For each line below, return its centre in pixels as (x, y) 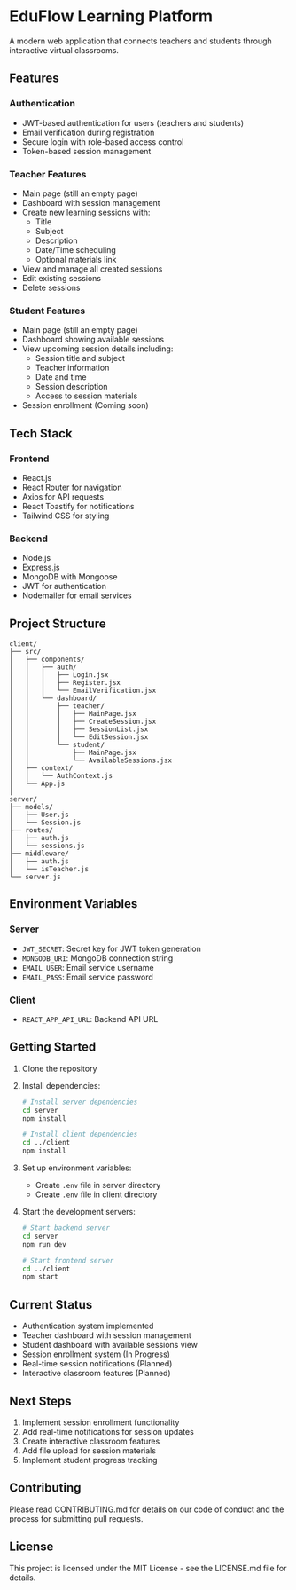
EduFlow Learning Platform (111, 16)
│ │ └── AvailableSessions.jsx (91, 760)
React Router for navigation (72, 487)
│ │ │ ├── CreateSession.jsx (83, 722)
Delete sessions (51, 287)
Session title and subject (80, 358)
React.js (37, 477)
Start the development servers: (78, 1212)
